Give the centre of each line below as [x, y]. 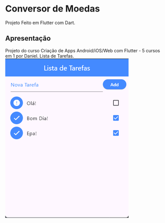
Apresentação [28, 38]
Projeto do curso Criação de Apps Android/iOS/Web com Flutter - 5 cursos [82, 50]
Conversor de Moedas [53, 9]
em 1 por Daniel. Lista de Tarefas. [40, 56]
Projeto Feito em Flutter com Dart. [40, 23]
